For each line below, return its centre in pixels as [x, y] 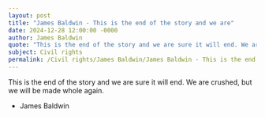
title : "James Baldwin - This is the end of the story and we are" [121, 23]
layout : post [30, 15]
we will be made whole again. [56, 90]
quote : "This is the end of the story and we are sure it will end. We [128, 45]
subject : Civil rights [45, 52]
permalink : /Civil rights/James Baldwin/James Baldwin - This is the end [132, 60]
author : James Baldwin [45, 38]
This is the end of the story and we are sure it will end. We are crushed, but [130, 82]
